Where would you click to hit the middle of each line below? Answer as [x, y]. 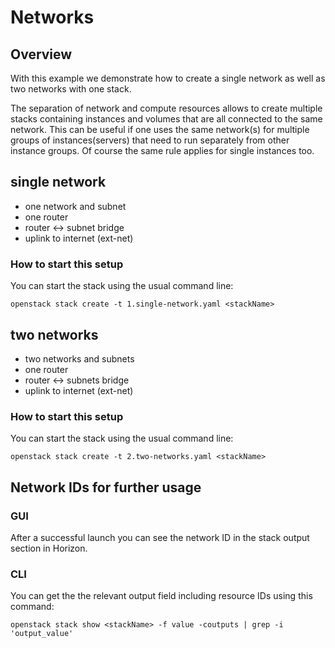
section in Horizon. [49, 548]
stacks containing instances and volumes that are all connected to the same [166, 119]
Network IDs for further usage [106, 487]
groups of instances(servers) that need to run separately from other [150, 140]
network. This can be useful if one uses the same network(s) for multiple [160, 129]
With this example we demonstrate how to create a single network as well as [168, 78]
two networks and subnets [79, 358]
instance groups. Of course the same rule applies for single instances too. [162, 150]
